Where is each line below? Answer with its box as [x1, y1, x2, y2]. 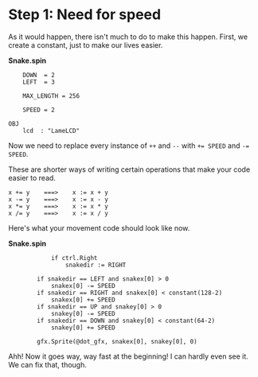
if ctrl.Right [50, 254, 98, 262]
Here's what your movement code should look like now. [8, 223, 190, 232]
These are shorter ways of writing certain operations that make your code [8, 165, 251, 174]
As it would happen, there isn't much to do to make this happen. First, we [8, 32, 248, 41]
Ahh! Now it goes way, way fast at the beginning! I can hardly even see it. [8, 352, 248, 361]
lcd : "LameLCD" [22, 126, 80, 134]
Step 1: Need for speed [8, 6, 162, 24]
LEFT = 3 [22, 78, 56, 86]
